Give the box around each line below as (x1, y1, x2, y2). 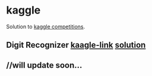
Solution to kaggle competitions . (6, 23, 85, 30)
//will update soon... (6, 60, 83, 70)
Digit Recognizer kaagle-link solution (6, 40, 146, 50)
